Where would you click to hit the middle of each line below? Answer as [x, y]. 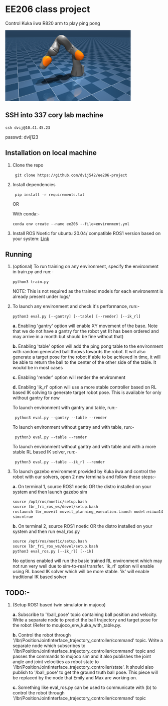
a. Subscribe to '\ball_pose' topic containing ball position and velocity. [85, 614]
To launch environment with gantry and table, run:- [65, 408]
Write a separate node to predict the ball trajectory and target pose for [85, 620]
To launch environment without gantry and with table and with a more [84, 447]
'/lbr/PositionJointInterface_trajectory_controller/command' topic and [84, 651]
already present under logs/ [41, 297]
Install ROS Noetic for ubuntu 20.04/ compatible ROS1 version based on [87, 233]
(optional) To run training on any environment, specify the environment [86, 266]
